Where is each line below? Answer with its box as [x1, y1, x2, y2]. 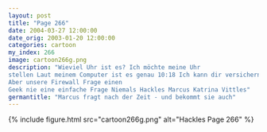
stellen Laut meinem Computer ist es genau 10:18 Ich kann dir [8, 71, 222, 79]
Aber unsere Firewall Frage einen [8, 78, 123, 86]
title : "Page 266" [8, 19, 69, 27]
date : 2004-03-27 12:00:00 [8, 26, 98, 34]
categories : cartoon [8, 41, 77, 49]
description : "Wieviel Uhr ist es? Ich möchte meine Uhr [8, 64, 201, 72]
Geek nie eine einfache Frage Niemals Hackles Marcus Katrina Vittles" [8, 85, 250, 94]
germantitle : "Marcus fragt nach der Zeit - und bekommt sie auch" [8, 93, 237, 101]
